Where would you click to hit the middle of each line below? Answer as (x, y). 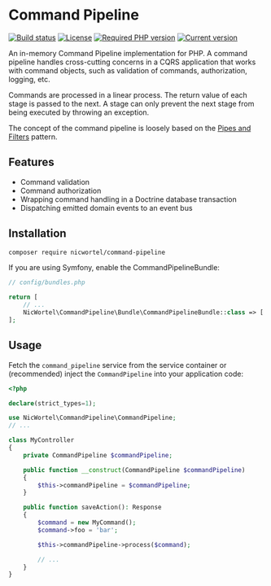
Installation (37, 234)
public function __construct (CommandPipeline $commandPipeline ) (134, 470)
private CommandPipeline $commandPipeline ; (98, 455)
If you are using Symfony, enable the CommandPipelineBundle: (114, 268)
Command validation (55, 181)
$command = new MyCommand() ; (87, 523)
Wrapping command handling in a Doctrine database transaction (129, 199)
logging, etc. (29, 79)
